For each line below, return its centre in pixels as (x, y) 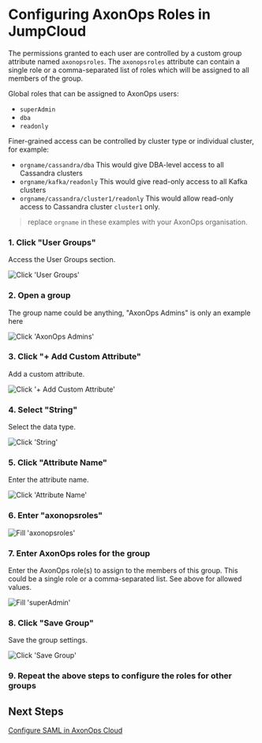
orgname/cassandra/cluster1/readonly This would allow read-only (127, 198)
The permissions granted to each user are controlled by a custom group (125, 53)
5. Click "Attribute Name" (58, 463)
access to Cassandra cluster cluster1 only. (90, 206)
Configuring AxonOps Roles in (109, 15)
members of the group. (46, 78)
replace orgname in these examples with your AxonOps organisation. (138, 222)
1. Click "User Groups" (52, 242)
